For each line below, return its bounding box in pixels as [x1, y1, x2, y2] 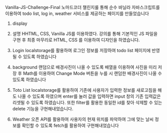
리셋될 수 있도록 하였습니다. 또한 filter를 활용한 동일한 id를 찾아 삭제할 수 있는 [12, 100, 163, 105]
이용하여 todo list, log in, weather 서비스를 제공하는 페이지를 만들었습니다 [5, 10, 150, 16]
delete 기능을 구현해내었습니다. [12, 106, 74, 112]
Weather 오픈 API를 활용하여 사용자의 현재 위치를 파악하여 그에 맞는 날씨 [12, 116, 154, 122]
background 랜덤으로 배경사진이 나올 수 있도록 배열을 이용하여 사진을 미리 [12, 64, 157, 70]
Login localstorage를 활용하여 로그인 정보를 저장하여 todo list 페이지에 [12, 48, 151, 53]
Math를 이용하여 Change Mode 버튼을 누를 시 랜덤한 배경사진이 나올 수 [23, 70, 162, 76]
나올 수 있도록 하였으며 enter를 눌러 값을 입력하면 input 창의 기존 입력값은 [17, 93, 161, 99]
